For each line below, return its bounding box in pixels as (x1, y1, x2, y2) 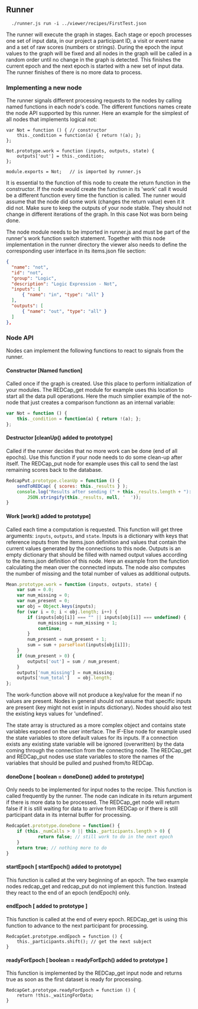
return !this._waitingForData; (17, 992, 94, 998)
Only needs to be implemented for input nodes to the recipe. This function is (6, 786, 192, 793)
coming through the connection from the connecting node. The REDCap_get (6, 747, 192, 754)
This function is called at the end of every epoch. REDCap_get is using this (6, 916, 188, 922)
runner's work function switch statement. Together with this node (6, 235, 165, 242)
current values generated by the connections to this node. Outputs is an (6, 545, 181, 552)
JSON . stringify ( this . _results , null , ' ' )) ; (27, 494, 142, 500)
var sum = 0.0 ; (17, 587, 54, 593)
